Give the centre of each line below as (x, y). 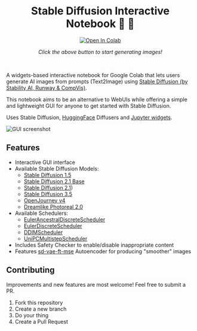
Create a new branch (41, 309)
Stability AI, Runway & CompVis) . (47, 87)
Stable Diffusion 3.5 (48, 194)
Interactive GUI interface (45, 162)
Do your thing (32, 315)
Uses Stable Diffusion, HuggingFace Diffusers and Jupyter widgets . (89, 117)
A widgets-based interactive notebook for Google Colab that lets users (93, 75)
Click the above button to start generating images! (100, 51)
